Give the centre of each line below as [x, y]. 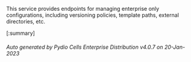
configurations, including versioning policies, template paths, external [93, 15]
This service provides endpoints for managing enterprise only [83, 9]
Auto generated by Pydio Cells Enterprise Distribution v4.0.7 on [85, 47]
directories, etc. [26, 21]
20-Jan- [175, 47]
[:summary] [20, 33]
